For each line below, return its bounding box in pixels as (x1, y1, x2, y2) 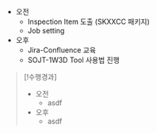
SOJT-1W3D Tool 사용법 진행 (27, 55, 121, 65)
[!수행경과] (23, 72, 57, 81)
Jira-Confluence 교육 (27, 45, 97, 54)
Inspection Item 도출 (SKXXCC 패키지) (27, 17, 151, 26)
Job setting (27, 26, 65, 35)
